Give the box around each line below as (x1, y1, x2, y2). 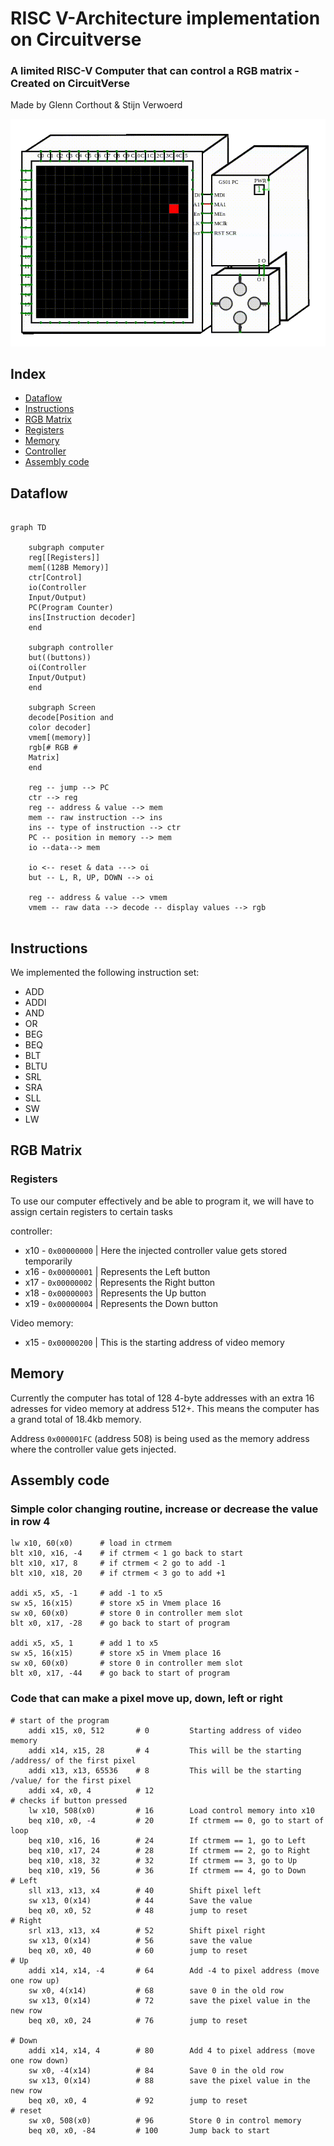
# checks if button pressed (10, 1795, 128, 1806)
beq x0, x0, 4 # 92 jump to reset (28, 2095, 248, 2106)
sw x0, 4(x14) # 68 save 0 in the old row (28, 1985, 284, 1996)
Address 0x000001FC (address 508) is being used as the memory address (10, 1432, 310, 1444)
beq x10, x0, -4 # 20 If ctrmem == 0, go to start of (28, 1815, 325, 1826)
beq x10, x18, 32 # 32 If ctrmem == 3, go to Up (28, 1855, 298, 1866)
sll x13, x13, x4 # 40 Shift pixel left (28, 1885, 262, 1896)
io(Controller (28, 583, 87, 593)
